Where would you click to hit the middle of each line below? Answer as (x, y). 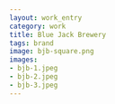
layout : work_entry (46, 18)
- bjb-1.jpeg (34, 69)
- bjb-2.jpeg (34, 77)
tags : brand (31, 43)
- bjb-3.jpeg (34, 85)
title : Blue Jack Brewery (57, 34)
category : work (38, 26)
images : (24, 60)
